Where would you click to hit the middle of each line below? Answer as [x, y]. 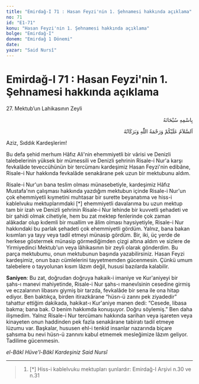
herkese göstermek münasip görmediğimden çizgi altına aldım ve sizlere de [98, 241]
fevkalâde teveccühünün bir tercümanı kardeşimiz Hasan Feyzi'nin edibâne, [98, 167]
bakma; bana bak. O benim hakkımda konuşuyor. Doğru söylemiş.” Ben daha [99, 309]
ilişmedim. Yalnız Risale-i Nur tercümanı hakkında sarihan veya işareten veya [99, 315]
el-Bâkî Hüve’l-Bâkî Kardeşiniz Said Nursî [57, 352]
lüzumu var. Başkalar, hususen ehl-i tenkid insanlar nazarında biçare [89, 328]
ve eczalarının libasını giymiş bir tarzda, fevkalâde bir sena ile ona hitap [93, 290]
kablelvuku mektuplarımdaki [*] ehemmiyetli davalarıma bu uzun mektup [94, 203]
